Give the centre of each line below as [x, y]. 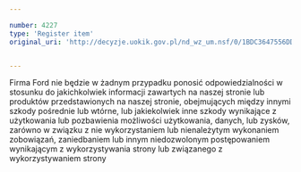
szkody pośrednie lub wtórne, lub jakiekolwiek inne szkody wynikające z [143, 111]
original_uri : [36, 42]
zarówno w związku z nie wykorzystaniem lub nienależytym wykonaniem [144, 130]
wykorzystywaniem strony [58, 159]
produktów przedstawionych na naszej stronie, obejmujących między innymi [150, 102]
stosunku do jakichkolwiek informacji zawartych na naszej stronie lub [137, 92]
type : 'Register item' [52, 33]
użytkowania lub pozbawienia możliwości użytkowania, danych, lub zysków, [150, 120]
